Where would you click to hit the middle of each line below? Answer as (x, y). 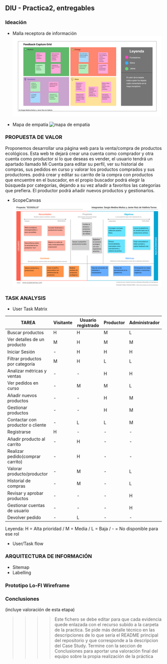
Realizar (15, 451)
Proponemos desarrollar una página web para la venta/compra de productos (83, 148)
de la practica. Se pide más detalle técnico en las (105, 630)
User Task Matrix (30, 309)
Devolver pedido (24, 517)
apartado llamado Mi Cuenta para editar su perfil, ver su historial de (74, 164)
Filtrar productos (24, 359)
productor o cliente (27, 425)
